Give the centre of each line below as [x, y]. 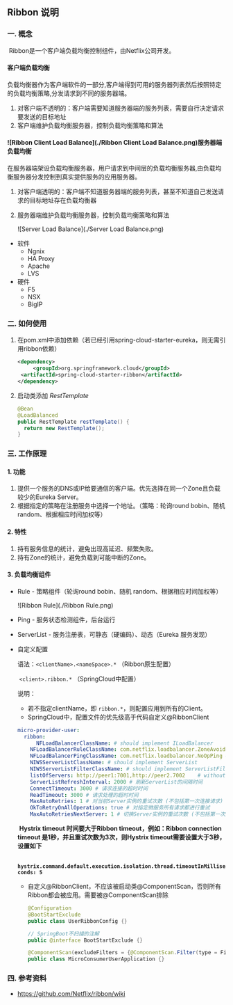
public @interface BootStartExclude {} [85, 940]
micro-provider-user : [48, 730]
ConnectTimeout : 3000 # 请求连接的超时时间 [89, 789]
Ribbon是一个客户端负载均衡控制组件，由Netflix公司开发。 [92, 50]
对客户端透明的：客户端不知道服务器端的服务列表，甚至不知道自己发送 [118, 192]
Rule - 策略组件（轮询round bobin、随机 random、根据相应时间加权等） [120, 591]
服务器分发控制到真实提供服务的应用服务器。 [77, 177]
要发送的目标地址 [42, 116]
